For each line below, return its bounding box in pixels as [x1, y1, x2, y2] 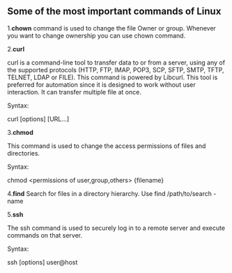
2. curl [7, 44, 25, 53]
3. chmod [7, 128, 33, 136]
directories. [7, 149, 40, 157]
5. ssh [7, 210, 24, 218]
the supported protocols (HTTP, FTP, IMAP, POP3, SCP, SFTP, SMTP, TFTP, [7, 65, 224, 74]
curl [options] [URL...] [7, 115, 70, 123]
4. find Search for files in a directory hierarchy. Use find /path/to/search [7, 189, 212, 197]
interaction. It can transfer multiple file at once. [7, 88, 141, 96]
